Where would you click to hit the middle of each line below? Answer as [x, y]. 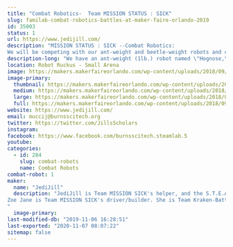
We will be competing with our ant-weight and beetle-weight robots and [114, 53]
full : [21, 104]
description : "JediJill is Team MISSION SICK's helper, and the [108, 194]
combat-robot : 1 [31, 174]
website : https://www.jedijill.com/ [60, 110]
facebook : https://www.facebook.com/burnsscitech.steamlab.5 [97, 136]
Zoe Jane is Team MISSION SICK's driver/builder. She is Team [99, 200]
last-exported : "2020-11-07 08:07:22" [63, 226]
